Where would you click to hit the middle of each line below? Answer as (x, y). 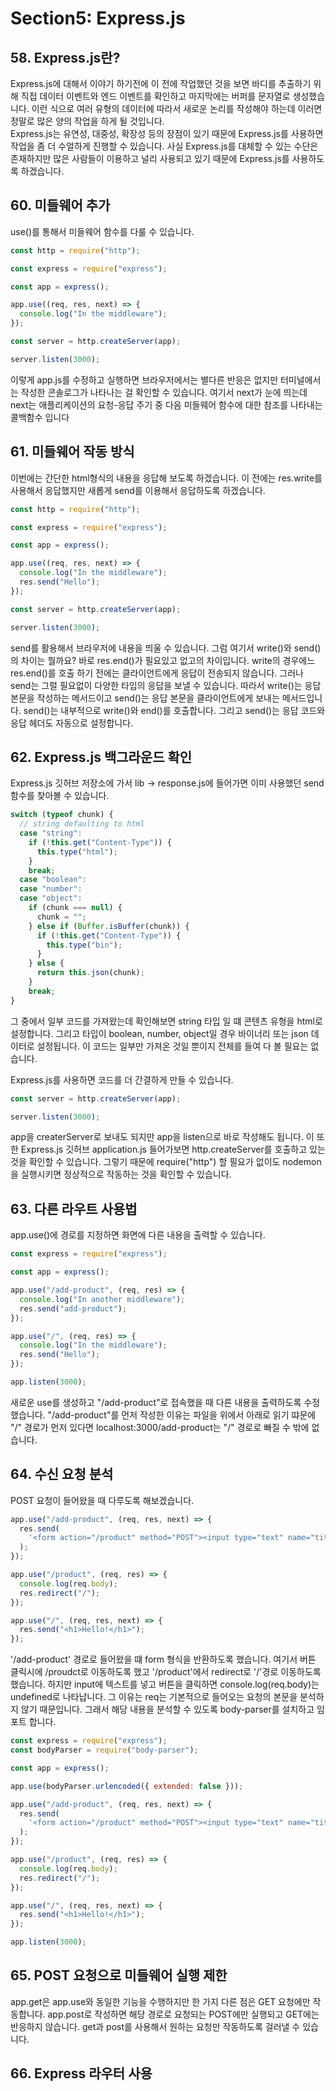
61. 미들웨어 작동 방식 (72, 452)
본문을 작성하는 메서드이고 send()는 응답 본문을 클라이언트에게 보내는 (145, 698)
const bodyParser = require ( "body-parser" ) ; (104, 1750)
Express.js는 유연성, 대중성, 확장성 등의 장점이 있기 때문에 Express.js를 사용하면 (167, 133)
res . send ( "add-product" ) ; (73, 1308)
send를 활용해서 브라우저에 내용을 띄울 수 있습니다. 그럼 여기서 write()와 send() (166, 648)
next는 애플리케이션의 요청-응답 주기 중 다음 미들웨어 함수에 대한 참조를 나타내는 (166, 404)
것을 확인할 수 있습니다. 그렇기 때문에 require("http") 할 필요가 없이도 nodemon (166, 1162)
